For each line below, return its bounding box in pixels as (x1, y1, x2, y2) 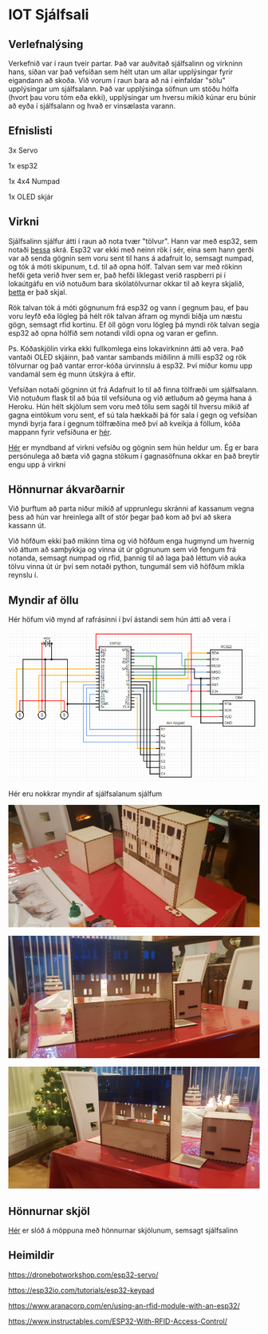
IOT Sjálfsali (8, 6, 89, 24)
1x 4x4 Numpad (8, 176, 61, 185)
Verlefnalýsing (8, 38, 84, 51)
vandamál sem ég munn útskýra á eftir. (8, 369, 136, 379)
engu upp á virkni (8, 460, 66, 469)
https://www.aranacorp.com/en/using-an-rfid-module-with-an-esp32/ (8, 1300, 241, 1310)
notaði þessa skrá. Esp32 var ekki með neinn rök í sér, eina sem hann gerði (8, 245, 254, 254)
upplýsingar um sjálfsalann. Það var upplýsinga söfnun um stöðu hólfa (8, 84, 239, 94)
